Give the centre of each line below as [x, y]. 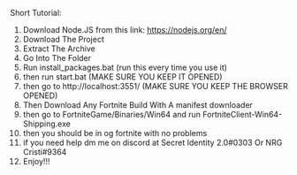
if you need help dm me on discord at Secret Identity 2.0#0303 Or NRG [152, 142]
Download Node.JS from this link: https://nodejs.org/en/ [125, 30]
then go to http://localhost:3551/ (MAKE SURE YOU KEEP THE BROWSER [155, 86]
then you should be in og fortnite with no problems [115, 133]
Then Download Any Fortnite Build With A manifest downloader [137, 105]
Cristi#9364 [45, 152]
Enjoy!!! [36, 161]
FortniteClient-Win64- [243, 114]
